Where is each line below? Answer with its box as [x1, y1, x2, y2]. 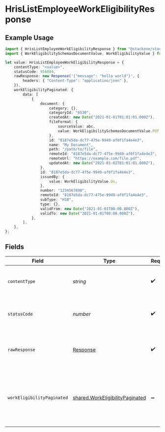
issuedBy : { [40, 174, 65, 179]
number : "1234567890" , [40, 188, 87, 193]
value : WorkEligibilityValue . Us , [49, 179, 118, 184]
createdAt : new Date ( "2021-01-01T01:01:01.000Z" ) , [49, 115, 155, 120]
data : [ [23, 92, 38, 97]
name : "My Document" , [49, 142, 93, 147]
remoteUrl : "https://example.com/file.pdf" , [49, 156, 141, 161]
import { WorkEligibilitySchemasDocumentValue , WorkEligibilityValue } [5, 51, 155, 56]
